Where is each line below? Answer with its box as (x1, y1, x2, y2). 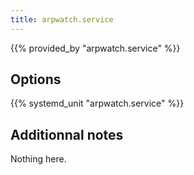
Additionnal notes (10, 126, 124, 143)
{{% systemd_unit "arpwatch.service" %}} (10, 97, 185, 110)
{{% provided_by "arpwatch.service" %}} (10, 42, 181, 54)
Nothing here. (10, 153, 67, 165)
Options (10, 71, 62, 88)
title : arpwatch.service (10, 14, 114, 25)
